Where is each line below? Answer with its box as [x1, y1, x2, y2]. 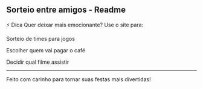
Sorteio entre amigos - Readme [6, 5, 126, 15]
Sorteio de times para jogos [6, 35, 76, 42]
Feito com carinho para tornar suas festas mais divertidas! [6, 75, 151, 83]
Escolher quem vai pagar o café [6, 46, 86, 54]
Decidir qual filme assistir [6, 58, 69, 66]
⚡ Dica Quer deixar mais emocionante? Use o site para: [6, 21, 144, 28]
